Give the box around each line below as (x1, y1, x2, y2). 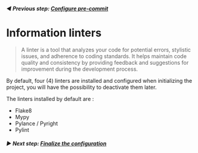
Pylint (14, 126, 30, 133)
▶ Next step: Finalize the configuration (6, 140, 107, 148)
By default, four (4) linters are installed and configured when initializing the (6, 77, 193, 84)
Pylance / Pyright (14, 120, 59, 127)
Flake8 (14, 106, 32, 114)
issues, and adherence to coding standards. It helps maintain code (21, 52, 187, 60)
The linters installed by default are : (6, 95, 94, 102)
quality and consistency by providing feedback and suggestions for (21, 59, 189, 66)
